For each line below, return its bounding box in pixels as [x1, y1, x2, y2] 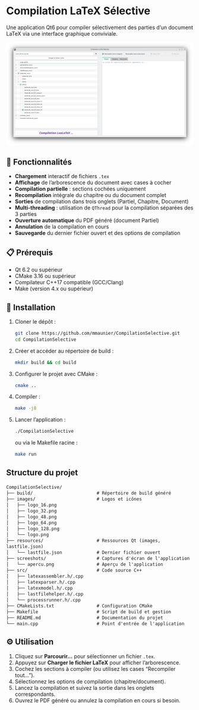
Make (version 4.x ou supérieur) [14, 285, 94, 292]
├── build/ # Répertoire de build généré [6, 490, 171, 496]
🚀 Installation [6, 302, 56, 312]
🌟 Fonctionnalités [6, 157, 72, 167]
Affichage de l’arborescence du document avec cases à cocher [14, 179, 172, 186]
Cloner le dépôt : [14, 318, 56, 325]
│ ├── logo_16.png [6, 502, 58, 508]
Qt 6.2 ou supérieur [14, 266, 63, 274]
